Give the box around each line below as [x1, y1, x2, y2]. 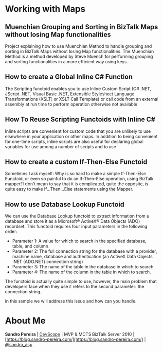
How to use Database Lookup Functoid [5, 200, 125, 209]
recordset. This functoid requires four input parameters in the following [5, 224, 147, 229]
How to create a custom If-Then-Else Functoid [5, 158, 147, 166]
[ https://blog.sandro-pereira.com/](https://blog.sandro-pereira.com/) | [5, 336, 146, 342]
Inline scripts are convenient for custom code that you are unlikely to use [5, 128, 151, 134]
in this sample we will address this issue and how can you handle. [5, 298, 137, 304]
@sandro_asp [5, 342, 33, 348]
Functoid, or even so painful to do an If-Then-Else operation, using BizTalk [5, 176, 154, 182]
